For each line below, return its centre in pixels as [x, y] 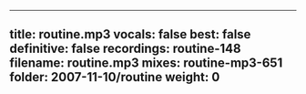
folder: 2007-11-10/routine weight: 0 [115, 77]
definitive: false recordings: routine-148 [125, 49]
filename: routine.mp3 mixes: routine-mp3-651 [146, 63]
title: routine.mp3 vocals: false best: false [130, 34]
